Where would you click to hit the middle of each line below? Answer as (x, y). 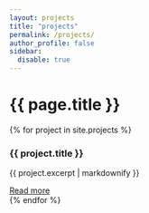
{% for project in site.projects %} (71, 130)
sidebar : (26, 52)
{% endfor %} (35, 200)
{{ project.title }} (47, 153)
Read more (30, 190)
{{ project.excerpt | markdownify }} (74, 173)
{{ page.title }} (65, 105)
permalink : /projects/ (52, 34)
